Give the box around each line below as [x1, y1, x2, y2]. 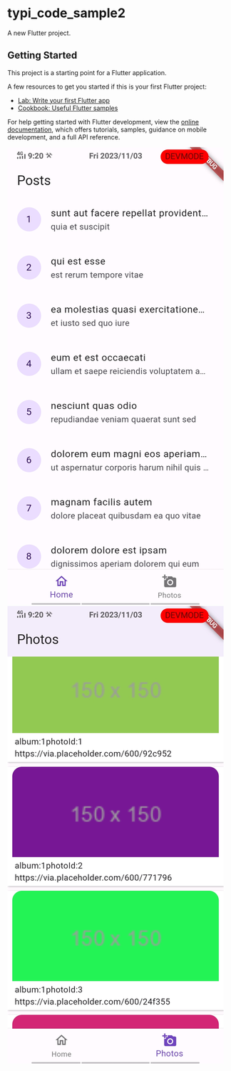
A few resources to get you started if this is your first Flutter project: [7, 82, 207, 91]
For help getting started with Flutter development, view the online [7, 117, 200, 126]
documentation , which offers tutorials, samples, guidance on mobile [7, 125, 207, 134]
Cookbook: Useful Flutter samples [17, 104, 118, 112]
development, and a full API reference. [7, 132, 120, 141]
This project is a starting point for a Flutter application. [7, 68, 167, 76]
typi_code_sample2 [7, 5, 126, 21]
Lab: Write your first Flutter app [17, 96, 111, 104]
